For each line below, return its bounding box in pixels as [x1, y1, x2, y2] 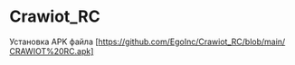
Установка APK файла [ [9, 36, 99, 47]
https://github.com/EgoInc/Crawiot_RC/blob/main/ [98, 36, 286, 47]
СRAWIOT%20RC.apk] [9, 45, 94, 56]
